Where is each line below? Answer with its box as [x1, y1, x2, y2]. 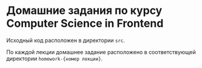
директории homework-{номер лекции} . [6, 55, 103, 62]
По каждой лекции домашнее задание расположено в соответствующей [6, 48, 196, 55]
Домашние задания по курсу [6, 4, 163, 18]
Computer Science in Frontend [6, 16, 164, 30]
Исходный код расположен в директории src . [6, 36, 126, 44]
